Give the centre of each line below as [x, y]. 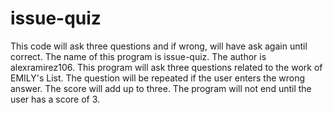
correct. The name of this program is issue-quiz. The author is [138, 56]
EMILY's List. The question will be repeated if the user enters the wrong [158, 78]
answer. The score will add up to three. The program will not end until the [161, 88]
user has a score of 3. [55, 99]
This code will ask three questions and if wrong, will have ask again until [159, 46]
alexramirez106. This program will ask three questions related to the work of [166, 67]
